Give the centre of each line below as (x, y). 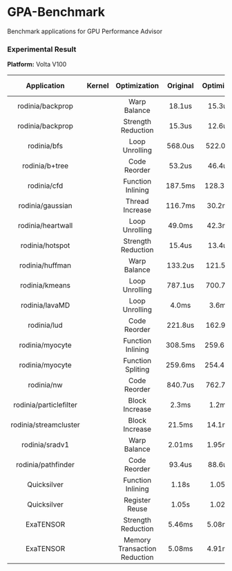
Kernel (98, 86)
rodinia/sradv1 (46, 445)
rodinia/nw (46, 385)
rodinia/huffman (46, 265)
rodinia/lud (46, 325)
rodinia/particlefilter (46, 405)
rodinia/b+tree (45, 166)
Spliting (137, 369)
